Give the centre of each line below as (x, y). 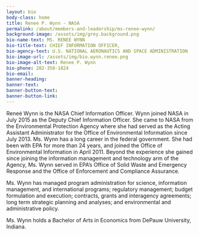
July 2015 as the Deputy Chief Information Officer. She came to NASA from (100, 120)
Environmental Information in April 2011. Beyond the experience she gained (99, 152)
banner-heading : (27, 79)
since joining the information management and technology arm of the (93, 158)
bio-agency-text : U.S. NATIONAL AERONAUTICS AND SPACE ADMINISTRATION (97, 51)
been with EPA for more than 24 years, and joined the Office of (84, 145)
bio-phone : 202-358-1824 (38, 68)
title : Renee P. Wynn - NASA (43, 23)
